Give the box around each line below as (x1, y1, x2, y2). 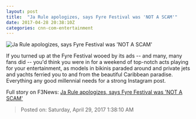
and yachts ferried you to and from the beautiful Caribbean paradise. (6, 71, 174, 78)
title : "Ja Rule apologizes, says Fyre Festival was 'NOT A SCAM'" (6, 14, 178, 20)
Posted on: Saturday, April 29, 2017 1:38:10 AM (20, 106, 134, 113)
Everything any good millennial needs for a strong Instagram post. (6, 77, 166, 84)
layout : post (6, 8, 38, 15)
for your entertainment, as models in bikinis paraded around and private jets (6, 65, 190, 72)
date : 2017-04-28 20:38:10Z (6, 19, 75, 25)
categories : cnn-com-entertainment (6, 25, 94, 31)
